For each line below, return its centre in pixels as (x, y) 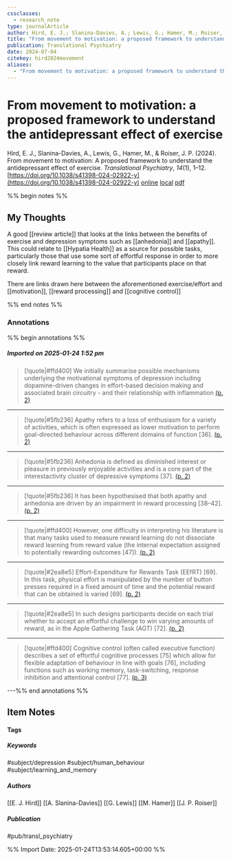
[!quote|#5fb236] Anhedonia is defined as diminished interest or (115, 461)
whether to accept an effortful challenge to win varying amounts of (119, 621)
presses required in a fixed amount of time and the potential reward (119, 586)
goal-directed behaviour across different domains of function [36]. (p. (123, 434)
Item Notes (31, 712)
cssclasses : (24, 13)
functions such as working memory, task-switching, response (111, 670)
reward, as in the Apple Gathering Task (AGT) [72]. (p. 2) (104, 628)
